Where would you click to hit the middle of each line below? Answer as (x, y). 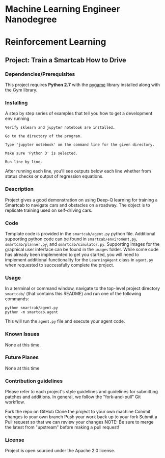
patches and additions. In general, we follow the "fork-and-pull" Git (73, 397)
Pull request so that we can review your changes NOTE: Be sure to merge (79, 422)
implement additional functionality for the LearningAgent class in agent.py (79, 259)
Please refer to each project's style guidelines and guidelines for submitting (82, 392)
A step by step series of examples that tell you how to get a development (79, 114)
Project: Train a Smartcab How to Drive (66, 60)
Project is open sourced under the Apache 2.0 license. (60, 451)
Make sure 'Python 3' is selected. (41, 153)
